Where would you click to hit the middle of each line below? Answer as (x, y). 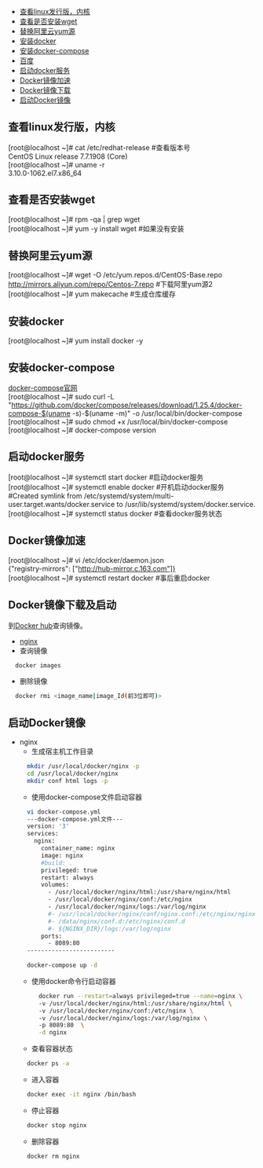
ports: (51, 936)
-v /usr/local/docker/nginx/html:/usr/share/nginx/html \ (135, 1003)
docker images (38, 665)
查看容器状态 (52, 1049)
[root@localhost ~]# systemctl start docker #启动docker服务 (106, 477)
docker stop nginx (57, 1125)
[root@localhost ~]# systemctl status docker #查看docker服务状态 (115, 513)
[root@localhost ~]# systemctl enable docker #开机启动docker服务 (117, 487)
